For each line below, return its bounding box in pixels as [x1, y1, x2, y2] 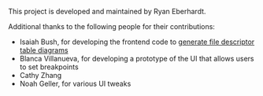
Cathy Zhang [19, 71, 62, 79]
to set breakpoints [19, 62, 79, 72]
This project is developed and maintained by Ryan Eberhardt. [8, 7, 206, 16]
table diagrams [19, 46, 69, 54]
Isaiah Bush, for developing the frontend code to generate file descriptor [19, 37, 255, 46]
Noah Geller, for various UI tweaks [19, 79, 131, 88]
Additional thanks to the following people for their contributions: [8, 22, 215, 31]
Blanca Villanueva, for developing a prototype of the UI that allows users [19, 54, 254, 63]
